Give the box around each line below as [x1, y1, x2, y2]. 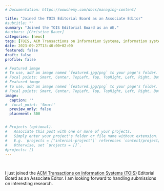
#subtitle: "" [5, 21, 34, 25]
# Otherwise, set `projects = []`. [5, 143, 82, 147]
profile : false [5, 57, 36, 62]
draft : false [5, 52, 32, 57]
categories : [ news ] [5, 34, 45, 39]
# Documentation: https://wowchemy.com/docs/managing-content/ [5, 7, 137, 12]
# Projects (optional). [5, 124, 54, 130]
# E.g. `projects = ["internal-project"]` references [5, 138, 121, 143]
